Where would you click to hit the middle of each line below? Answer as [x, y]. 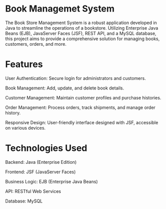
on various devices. [26, 128]
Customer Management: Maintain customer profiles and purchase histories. [83, 97]
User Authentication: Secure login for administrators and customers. [76, 78]
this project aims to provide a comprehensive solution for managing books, [82, 39]
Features [24, 65]
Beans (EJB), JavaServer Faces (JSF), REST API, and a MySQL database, [81, 33]
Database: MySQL [24, 201]
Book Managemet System [60, 9]
